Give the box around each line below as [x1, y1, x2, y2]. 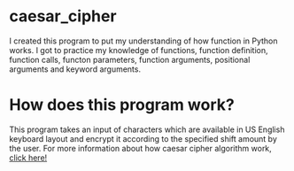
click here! [9, 152, 48, 163]
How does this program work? [9, 95, 235, 115]
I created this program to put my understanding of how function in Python [9, 35, 278, 46]
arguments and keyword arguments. [9, 64, 142, 74]
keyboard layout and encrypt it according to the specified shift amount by [9, 133, 277, 144]
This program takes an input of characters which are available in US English [9, 124, 285, 135]
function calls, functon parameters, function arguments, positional [9, 54, 251, 65]
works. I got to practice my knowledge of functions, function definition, [9, 44, 268, 55]
